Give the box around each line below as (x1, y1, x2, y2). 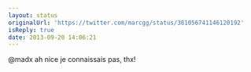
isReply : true (8, 26, 55, 34)
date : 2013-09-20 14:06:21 (8, 33, 97, 41)
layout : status (8, 11, 58, 20)
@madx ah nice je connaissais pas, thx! (8, 55, 136, 64)
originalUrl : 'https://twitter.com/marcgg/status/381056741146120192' (8, 19, 245, 27)
